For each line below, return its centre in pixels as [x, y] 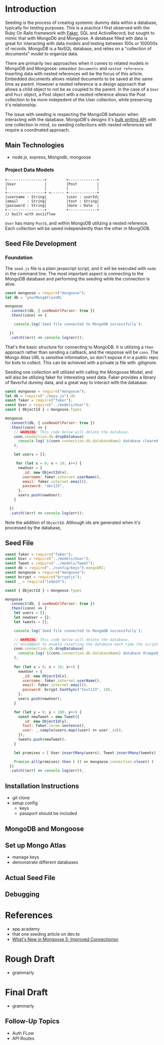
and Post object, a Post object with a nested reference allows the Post [75, 94]
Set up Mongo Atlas [36, 845]
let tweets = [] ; [31, 622]
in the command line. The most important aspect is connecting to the [74, 273]
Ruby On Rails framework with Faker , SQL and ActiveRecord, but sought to [80, 33]
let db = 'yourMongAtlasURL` [35, 297]
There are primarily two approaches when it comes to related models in [77, 63]
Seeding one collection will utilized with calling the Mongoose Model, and [79, 372]
